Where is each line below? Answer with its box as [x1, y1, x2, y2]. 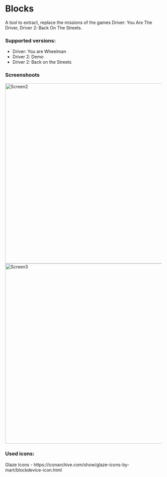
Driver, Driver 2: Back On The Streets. [5, 24, 83, 30]
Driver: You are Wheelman [12, 48, 66, 55]
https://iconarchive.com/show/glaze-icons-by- [33, 462, 130, 468]
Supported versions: [5, 37, 56, 44]
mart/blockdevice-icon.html [5, 467, 62, 473]
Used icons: [5, 450, 35, 457]
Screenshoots [5, 72, 40, 79]
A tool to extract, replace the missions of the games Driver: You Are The [5, 19, 153, 25]
